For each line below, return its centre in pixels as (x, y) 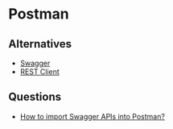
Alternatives (40, 44)
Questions (35, 97)
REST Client (40, 72)
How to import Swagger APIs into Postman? (92, 116)
